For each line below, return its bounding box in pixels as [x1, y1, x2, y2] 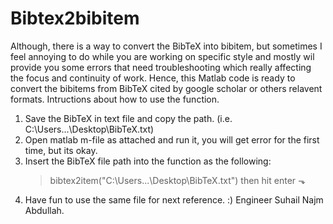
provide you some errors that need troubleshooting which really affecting [10, 61, 312, 73]
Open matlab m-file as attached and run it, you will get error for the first [24, 133, 320, 146]
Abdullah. [24, 204, 65, 216]
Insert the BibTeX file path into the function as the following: [24, 155, 272, 167]
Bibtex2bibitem [10, 7, 140, 30]
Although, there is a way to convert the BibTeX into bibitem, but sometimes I [10, 40, 323, 52]
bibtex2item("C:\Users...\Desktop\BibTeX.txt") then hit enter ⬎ [49, 174, 306, 186]
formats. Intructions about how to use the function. [10, 93, 220, 105]
